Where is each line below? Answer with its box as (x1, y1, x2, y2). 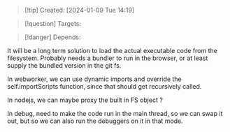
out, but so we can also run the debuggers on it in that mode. (7, 117, 183, 125)
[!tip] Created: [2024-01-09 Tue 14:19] (24, 6, 135, 14)
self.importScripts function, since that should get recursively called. (7, 82, 202, 90)
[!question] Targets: (24, 20, 82, 27)
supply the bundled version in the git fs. (7, 61, 122, 69)
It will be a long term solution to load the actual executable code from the (7, 47, 218, 54)
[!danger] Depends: (24, 33, 81, 41)
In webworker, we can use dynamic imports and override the (7, 75, 182, 83)
